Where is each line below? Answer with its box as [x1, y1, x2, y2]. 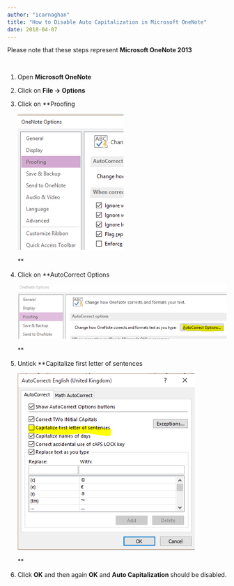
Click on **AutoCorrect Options [17, 270, 110, 279]
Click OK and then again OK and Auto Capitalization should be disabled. [17, 570, 227, 578]
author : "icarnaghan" [7, 11, 70, 18]
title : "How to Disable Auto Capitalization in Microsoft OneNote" [7, 18, 208, 26]
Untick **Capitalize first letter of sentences [17, 359, 143, 367]
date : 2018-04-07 [7, 26, 58, 33]
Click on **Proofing [17, 100, 75, 108]
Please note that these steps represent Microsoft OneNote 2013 [7, 46, 193, 54]
